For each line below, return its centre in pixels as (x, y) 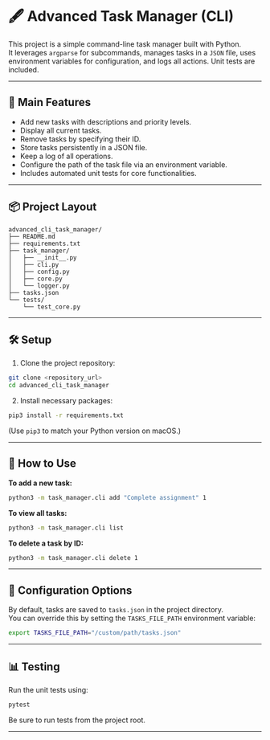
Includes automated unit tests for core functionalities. (108, 173)
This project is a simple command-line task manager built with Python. (125, 44)
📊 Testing (34, 666)
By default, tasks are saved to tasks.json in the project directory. (116, 610)
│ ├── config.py (39, 272)
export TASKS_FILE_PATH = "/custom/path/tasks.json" (95, 633)
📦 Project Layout (53, 207)
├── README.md (32, 236)
